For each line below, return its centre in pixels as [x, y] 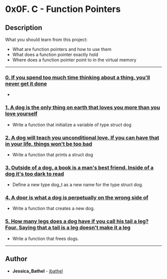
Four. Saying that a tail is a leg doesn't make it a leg [68, 228]
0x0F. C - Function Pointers [63, 9]
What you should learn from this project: [46, 39]
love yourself [21, 114]
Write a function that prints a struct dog [53, 154]
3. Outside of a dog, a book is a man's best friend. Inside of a [80, 167]
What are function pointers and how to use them [62, 49]
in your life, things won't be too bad [49, 144]
